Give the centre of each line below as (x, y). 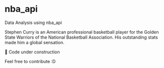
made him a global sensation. (35, 42)
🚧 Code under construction (32, 52)
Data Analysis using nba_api (33, 23)
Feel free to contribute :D (30, 61)
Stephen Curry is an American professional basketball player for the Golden (82, 32)
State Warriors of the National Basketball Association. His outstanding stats (81, 37)
